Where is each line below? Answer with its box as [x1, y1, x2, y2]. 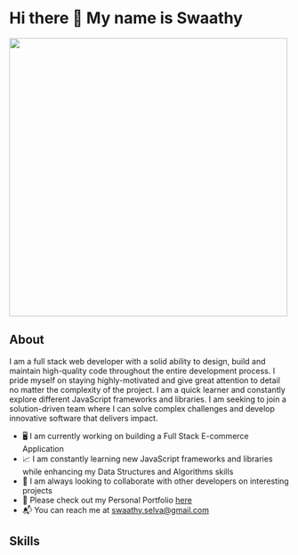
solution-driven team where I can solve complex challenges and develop [9, 403, 276, 413]
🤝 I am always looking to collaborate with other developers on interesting [21, 476, 289, 486]
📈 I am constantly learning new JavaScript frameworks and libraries [21, 453, 273, 464]
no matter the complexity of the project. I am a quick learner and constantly [9, 384, 286, 395]
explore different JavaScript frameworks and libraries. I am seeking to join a [9, 394, 287, 404]
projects [21, 485, 53, 495]
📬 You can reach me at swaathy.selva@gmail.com [21, 504, 209, 515]
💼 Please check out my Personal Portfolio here [21, 494, 193, 505]
